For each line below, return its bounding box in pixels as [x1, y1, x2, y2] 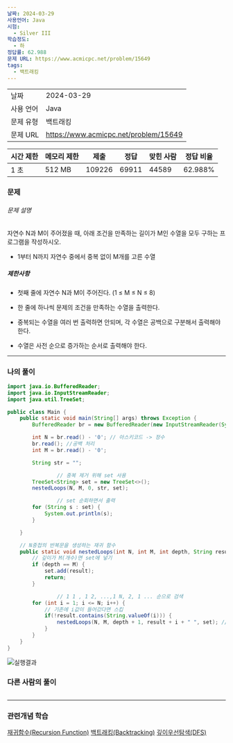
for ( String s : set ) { [32, 504, 101, 511]
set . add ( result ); [44, 567, 95, 575]
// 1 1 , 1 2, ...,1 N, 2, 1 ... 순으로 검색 [56, 593, 184, 600]
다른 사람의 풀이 [7, 677, 57, 687]
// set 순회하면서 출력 [56, 497, 116, 504]
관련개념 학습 [7, 711, 49, 721]
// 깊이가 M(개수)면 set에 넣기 [32, 555, 112, 562]
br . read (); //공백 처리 [32, 440, 95, 448]
